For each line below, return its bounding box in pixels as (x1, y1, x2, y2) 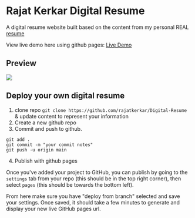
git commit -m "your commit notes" (6, 141, 93, 148)
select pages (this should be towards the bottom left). (6, 181, 134, 188)
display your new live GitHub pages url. (6, 205, 101, 212)
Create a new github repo (14, 119, 76, 126)
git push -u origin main (6, 147, 67, 153)
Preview (6, 58, 37, 68)
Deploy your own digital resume (6, 91, 125, 101)
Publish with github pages (14, 157, 78, 164)
